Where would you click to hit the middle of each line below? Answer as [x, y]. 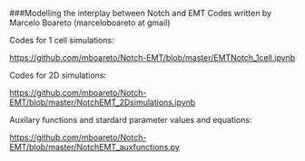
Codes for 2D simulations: [58, 75]
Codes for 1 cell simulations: [62, 40]
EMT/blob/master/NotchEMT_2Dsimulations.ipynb [103, 102]
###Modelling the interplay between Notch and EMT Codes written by [141, 13]
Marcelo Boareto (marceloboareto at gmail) [90, 23]
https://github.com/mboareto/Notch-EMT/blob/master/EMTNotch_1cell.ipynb [152, 57]
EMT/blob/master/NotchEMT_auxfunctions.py [94, 147]
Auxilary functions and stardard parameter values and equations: [131, 120]
